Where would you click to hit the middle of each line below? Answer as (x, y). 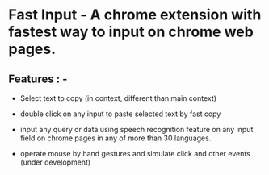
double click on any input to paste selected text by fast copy (120, 114)
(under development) (55, 162)
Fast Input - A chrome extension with (135, 15)
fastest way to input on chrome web (131, 32)
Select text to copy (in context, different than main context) (118, 98)
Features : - (38, 79)
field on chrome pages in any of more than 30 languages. (116, 138)
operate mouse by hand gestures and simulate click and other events (135, 154)
